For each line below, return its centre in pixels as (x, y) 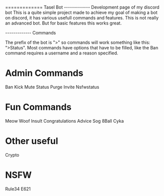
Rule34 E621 (18, 189)
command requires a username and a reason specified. (62, 53)
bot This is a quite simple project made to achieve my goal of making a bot (81, 12)
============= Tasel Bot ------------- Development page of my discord (82, 7)
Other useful (32, 141)
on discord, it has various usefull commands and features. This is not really (82, 18)
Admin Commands (44, 73)
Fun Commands (38, 107)
